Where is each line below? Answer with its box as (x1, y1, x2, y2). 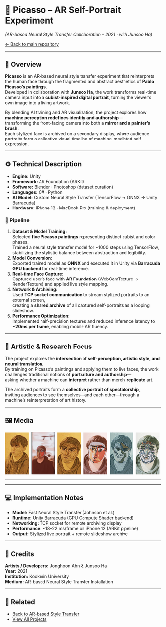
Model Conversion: (12, 255, 53, 261)
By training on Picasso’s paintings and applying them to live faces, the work (5, 366, 159, 372)
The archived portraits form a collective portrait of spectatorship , (5, 386, 140, 392)
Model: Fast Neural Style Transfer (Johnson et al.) (12, 509, 115, 515)
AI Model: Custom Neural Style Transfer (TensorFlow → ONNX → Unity (12, 194, 158, 200)
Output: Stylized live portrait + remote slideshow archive (12, 531, 128, 537)
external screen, (12, 297, 46, 303)
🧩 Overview (5, 60, 41, 69)
